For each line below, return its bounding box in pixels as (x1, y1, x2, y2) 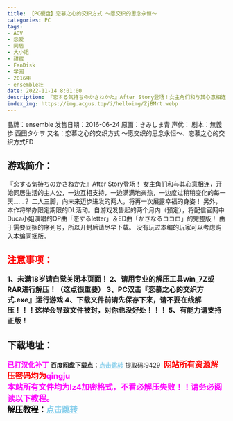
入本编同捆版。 (7, 232, 50, 240)
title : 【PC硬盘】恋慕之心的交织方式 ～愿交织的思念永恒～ (7, 10, 157, 17)
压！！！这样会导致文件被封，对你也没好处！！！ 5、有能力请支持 (7, 305, 222, 315)
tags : (7, 23, 23, 30)
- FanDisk (7, 62, 36, 69)
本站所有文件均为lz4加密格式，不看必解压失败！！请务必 (7, 382, 215, 393)
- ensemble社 (7, 81, 44, 88)
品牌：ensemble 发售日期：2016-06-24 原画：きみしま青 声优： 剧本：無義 (7, 120, 223, 128)
